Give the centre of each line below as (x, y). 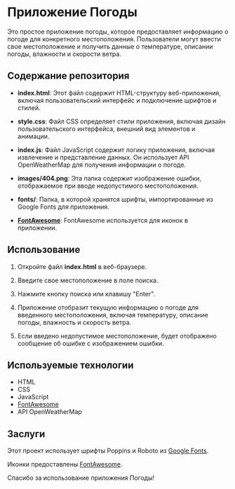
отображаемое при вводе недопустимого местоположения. (108, 186)
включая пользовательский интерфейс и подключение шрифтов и (117, 100)
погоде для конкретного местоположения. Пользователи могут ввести (114, 39)
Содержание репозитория (68, 76)
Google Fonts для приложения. (63, 207)
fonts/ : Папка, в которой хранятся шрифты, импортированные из (115, 199)
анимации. (33, 136)
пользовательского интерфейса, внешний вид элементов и (106, 129)
